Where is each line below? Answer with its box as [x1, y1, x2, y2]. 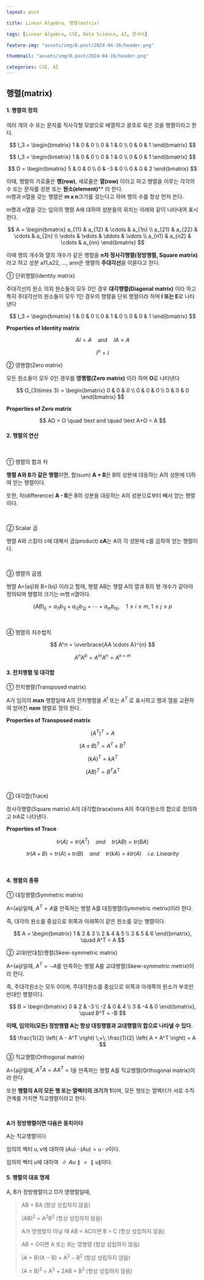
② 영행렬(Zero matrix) [6, 361, 63, 369]
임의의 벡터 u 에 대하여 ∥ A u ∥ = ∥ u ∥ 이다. [6, 1158, 113, 1166]
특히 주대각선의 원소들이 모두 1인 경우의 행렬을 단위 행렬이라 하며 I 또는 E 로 [6, 292, 184, 300]
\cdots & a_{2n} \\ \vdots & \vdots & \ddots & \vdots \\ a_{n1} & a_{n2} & [14, 232, 191, 239]
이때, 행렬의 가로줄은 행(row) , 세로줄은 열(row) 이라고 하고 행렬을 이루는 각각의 [6, 177, 195, 185]
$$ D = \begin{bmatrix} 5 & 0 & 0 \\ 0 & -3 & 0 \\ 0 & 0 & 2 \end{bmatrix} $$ [8, 165, 197, 172]
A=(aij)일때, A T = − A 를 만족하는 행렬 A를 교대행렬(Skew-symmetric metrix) [6, 961, 189, 969]
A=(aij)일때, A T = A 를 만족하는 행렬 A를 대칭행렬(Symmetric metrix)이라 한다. [6, 903, 194, 912]
